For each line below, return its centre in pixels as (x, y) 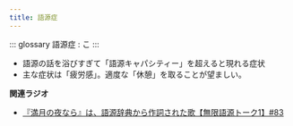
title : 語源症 (34, 17)
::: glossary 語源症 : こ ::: (55, 44)
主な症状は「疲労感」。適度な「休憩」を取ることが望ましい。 (134, 74)
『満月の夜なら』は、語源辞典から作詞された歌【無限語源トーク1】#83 (153, 112)
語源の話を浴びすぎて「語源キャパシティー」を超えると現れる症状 (144, 63)
